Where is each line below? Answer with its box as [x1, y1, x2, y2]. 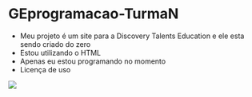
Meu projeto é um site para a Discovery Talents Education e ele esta [19, 31, 245, 41]
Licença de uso [19, 64, 71, 74]
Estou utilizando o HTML [19, 48, 102, 57]
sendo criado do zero [19, 39, 91, 48]
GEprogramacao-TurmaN [8, 5, 179, 23]
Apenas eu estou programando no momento [19, 56, 166, 66]
